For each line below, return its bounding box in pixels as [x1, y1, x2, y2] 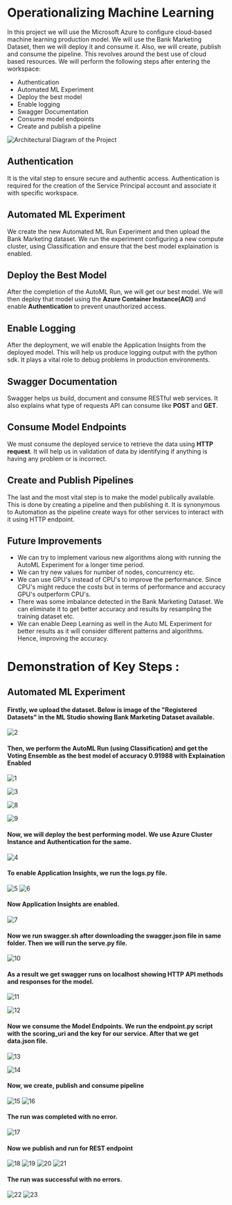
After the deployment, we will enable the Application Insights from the [7, 341, 206, 349]
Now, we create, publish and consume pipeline [7, 1082, 144, 1090]
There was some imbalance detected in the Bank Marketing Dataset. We [17, 598, 224, 606]
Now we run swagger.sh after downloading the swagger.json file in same [7, 931, 222, 940]
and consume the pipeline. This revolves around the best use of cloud [7, 50, 206, 58]
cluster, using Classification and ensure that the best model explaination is [7, 242, 220, 250]
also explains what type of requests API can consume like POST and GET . [7, 402, 218, 409]
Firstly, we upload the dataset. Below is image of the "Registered [7, 705, 197, 714]
